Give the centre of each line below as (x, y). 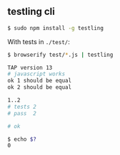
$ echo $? (22, 139)
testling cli (31, 12)
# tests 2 (22, 107)
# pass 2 (22, 113)
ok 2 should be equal (40, 87)
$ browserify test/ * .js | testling (60, 55)
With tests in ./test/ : (39, 41)
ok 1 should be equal (40, 81)
